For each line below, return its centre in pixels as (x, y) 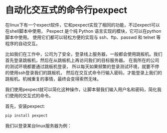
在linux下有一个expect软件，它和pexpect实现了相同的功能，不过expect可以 (83, 25)
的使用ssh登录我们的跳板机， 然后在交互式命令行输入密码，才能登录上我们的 (83, 72)
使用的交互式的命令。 (31, 95)
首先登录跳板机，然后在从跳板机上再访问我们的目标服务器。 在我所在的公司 (82, 60)
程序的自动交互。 (23, 43)
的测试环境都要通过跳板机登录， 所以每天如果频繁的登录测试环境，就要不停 (82, 66)
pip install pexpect (27, 115)
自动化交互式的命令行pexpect (66, 10)
